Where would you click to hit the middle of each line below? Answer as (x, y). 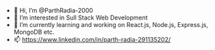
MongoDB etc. (34, 32)
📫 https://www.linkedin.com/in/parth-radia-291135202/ (92, 40)
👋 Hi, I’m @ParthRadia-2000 (53, 10)
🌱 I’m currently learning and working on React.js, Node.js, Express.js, (111, 25)
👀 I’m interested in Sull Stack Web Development (81, 18)
